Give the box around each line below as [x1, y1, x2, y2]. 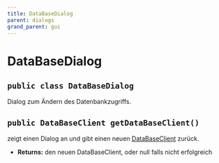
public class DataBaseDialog [7, 81, 135, 91]
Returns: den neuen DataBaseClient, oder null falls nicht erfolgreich [17, 148, 213, 157]
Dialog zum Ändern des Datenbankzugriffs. [7, 98, 131, 106]
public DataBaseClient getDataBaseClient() [7, 118, 200, 127]
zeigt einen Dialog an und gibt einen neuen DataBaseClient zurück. [7, 134, 199, 143]
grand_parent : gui [7, 23, 61, 30]
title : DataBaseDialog [7, 10, 73, 17]
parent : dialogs [7, 17, 54, 24]
